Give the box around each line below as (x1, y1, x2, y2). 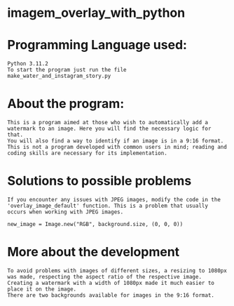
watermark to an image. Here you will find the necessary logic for (7, 125, 212, 133)
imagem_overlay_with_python (7, 5, 186, 21)
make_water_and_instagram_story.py (7, 72, 111, 80)
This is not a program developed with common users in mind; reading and (7, 144, 228, 151)
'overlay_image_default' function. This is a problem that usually (7, 202, 209, 209)
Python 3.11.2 (7, 60, 49, 67)
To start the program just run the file (7, 67, 128, 74)
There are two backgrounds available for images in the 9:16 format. (7, 291, 215, 299)
